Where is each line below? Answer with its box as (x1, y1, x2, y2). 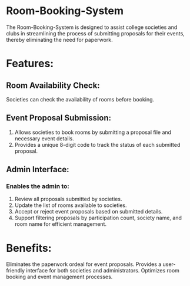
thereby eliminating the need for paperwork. (6, 36, 113, 43)
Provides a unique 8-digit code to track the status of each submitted (14, 141, 181, 148)
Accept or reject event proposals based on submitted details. (14, 208, 163, 215)
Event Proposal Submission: (6, 113, 112, 123)
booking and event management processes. (6, 273, 113, 281)
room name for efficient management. (14, 221, 107, 228)
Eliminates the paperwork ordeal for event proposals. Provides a (6, 261, 162, 268)
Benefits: (6, 241, 52, 255)
